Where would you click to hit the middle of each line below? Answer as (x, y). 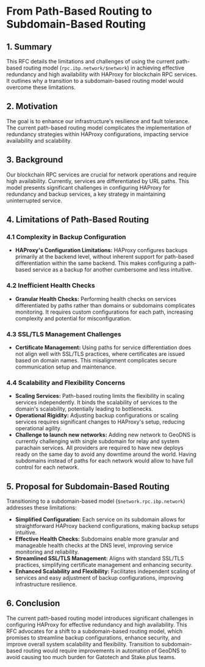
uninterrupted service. (34, 200)
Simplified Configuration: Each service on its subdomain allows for (100, 519)
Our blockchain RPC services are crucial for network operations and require (102, 175)
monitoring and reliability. (47, 552)
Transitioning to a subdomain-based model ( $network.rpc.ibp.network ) (96, 501)
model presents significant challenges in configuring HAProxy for (88, 187)
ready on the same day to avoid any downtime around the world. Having (106, 454)
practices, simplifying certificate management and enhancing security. (104, 565)
